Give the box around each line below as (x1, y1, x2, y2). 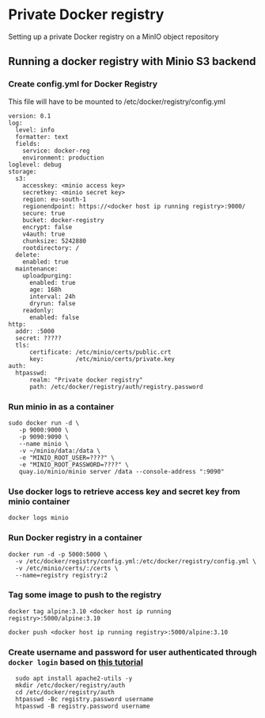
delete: (15, 251, 41, 259)
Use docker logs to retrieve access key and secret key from (8, 486, 240, 497)
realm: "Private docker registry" (28, 375, 144, 384)
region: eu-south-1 (22, 195, 87, 203)
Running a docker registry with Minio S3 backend (8, 55, 256, 68)
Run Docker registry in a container (8, 532, 142, 543)
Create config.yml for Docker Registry (8, 79, 158, 90)
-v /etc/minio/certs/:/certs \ (15, 564, 119, 572)
